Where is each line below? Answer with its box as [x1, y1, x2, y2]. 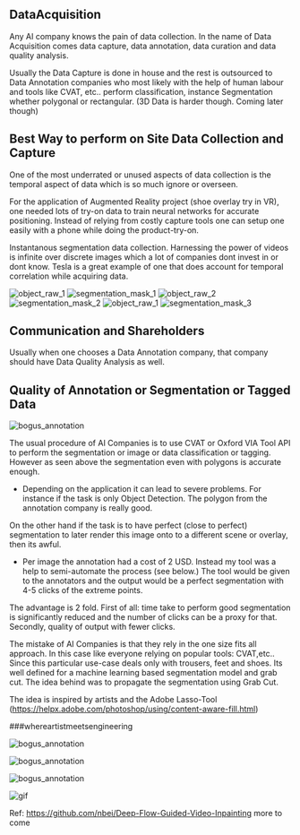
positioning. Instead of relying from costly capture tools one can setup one [9, 215, 285, 226]
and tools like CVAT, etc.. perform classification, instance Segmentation [9, 86, 273, 97]
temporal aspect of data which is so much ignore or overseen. [9, 178, 239, 189]
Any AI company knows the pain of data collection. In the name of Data [9, 30, 271, 41]
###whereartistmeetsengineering [9, 721, 133, 732]
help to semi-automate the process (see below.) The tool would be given [21, 566, 290, 577]
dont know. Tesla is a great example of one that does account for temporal [9, 261, 284, 271]
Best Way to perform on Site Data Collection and [9, 132, 284, 147]
